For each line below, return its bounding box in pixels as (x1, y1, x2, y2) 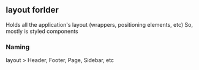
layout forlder (6, 5, 59, 15)
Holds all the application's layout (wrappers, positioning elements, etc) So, (6, 21, 193, 28)
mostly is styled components (6, 27, 79, 35)
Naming (6, 43, 30, 51)
